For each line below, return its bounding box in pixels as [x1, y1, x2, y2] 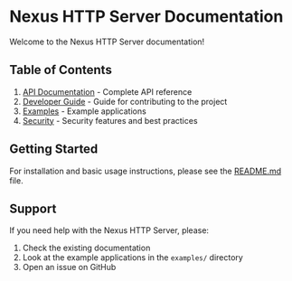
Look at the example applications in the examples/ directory [22, 252, 244, 263]
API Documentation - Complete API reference [22, 86, 193, 97]
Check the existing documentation [22, 242, 151, 254]
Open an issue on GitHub [22, 262, 117, 273]
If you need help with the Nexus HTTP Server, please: [9, 225, 210, 236]
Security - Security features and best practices [22, 115, 198, 126]
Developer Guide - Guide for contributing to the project [22, 96, 228, 107]
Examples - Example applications [22, 106, 146, 117]
